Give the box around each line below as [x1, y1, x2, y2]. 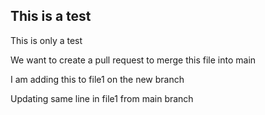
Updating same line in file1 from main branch [10, 92, 194, 104]
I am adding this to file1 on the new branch [10, 73, 185, 85]
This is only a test [10, 34, 83, 46]
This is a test [10, 8, 92, 25]
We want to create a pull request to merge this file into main [10, 54, 257, 66]
